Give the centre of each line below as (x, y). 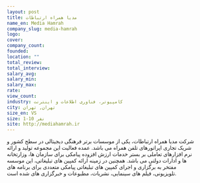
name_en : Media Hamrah (35, 23)
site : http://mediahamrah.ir (43, 124)
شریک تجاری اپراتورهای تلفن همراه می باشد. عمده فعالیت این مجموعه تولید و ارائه (99, 148)
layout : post (23, 12)
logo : (14, 34)
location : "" (23, 57)
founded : (18, 51)
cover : (15, 40)
